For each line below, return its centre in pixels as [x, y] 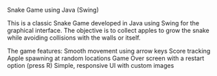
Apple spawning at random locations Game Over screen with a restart [106, 58]
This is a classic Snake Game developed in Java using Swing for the [103, 23]
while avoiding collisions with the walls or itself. [74, 38]
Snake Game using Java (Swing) [53, 10]
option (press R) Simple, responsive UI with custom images [91, 65]
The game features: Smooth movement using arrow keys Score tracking [109, 51]
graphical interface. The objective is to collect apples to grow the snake [108, 30]
